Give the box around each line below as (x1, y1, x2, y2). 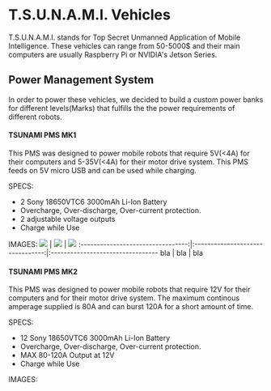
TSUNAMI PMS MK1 (8, 130, 77, 140)
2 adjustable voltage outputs (19, 214, 116, 223)
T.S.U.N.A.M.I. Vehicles (8, 6, 171, 24)
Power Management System (8, 73, 155, 87)
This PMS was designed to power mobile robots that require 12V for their (8, 285, 251, 295)
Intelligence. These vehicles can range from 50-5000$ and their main (8, 40, 240, 50)
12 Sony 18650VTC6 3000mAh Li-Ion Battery (19, 334, 171, 343)
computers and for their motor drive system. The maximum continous (8, 293, 240, 303)
